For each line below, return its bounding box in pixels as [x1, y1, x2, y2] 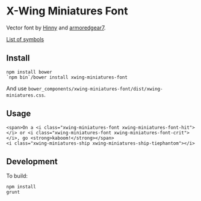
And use [6, 85, 27, 92]
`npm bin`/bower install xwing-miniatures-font [6, 74, 128, 80]
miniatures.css [6, 92, 45, 98]
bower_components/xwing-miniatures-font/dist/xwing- [28, 86, 164, 92]
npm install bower [6, 69, 52, 75]
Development [6, 156, 58, 166]
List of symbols [6, 35, 44, 43]
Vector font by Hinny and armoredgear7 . [6, 24, 106, 31]
